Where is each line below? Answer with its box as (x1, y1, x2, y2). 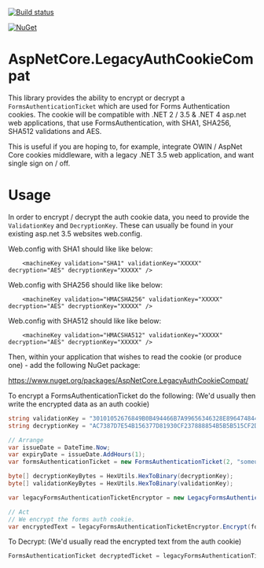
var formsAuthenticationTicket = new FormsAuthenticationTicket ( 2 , (8, 458, 234, 466)
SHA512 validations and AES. (8, 126, 102, 136)
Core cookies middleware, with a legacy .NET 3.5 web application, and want (8, 150, 255, 159)
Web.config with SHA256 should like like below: (8, 280, 163, 289)
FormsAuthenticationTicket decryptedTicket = (8, 552, 159, 560)
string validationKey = (8, 414, 86, 422)
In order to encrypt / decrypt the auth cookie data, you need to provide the (8, 212, 250, 221)
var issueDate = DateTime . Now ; (8, 444, 111, 451)
